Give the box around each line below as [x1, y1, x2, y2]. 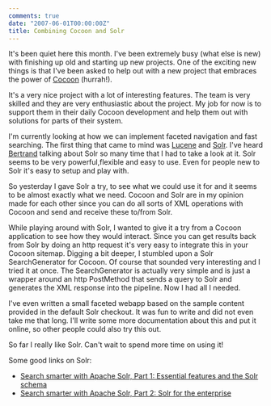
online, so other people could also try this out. [8, 324, 162, 334]
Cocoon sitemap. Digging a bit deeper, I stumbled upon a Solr [8, 249, 214, 258]
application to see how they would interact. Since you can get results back [8, 232, 256, 241]
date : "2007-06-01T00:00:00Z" [8, 19, 111, 27]
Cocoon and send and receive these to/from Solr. [8, 207, 173, 217]
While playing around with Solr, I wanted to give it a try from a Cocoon [8, 223, 242, 232]
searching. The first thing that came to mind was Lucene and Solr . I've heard [8, 140, 263, 150]
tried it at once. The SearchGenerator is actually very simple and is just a [8, 266, 251, 275]
